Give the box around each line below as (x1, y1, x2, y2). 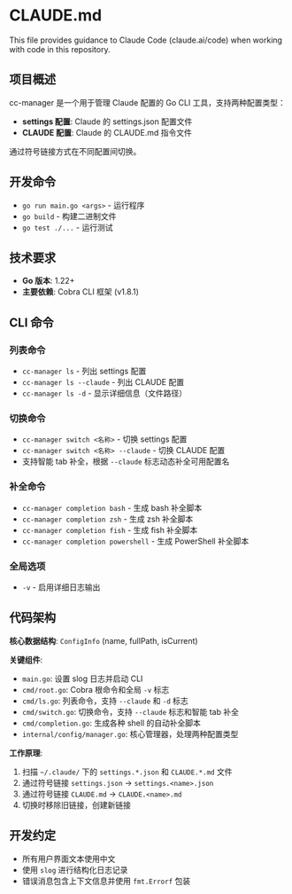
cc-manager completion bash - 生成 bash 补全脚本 (21, 502, 203, 513)
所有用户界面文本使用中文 (21, 853, 116, 864)
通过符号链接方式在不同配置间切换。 (9, 145, 142, 156)
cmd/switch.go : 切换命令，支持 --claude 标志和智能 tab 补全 (21, 706, 239, 717)
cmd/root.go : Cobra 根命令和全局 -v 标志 (21, 684, 170, 694)
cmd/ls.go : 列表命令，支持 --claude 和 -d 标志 (21, 695, 188, 706)
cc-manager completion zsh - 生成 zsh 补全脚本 (21, 514, 194, 524)
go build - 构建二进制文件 (21, 210, 117, 222)
